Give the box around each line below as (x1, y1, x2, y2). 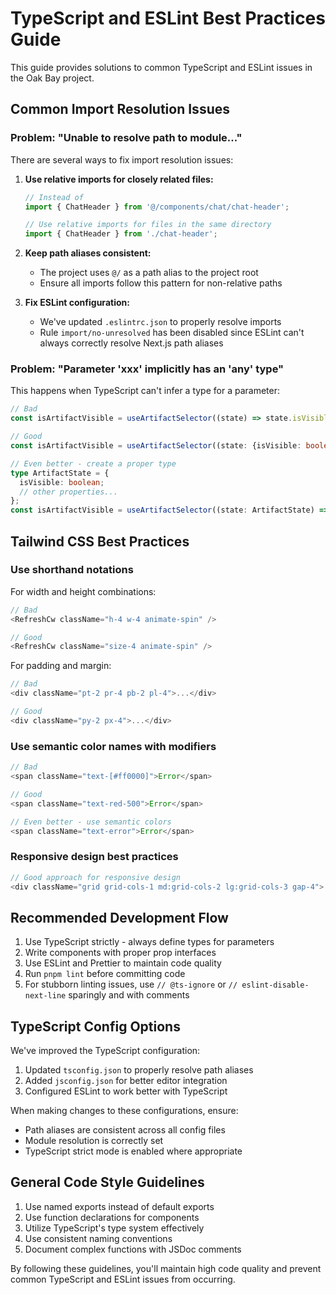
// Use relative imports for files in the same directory (24, 220, 272, 230)
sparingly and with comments (68, 989, 190, 1001)
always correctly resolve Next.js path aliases (39, 337, 224, 349)
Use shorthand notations (10, 563, 134, 577)
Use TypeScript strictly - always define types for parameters (24, 936, 275, 948)
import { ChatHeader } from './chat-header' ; (24, 229, 218, 239)
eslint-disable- (241, 980, 310, 991)
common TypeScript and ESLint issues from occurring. (10, 1273, 236, 1285)
